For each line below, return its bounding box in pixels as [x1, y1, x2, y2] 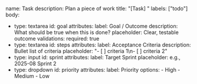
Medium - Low [14, 73, 50, 79]
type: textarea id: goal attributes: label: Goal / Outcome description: [14, 23, 178, 29]
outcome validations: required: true [14, 35, 100, 42]
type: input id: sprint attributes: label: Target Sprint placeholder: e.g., [14, 54, 180, 61]
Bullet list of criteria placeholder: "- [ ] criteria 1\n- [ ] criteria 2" [14, 48, 168, 55]
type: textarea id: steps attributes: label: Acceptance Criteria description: [14, 41, 191, 48]
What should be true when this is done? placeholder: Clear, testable [14, 29, 179, 36]
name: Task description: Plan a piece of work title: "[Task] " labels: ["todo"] [5, 5, 188, 12]
